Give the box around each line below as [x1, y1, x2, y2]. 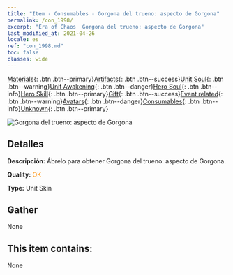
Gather [7, 204, 38, 216]
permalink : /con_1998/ [7, 17, 73, 24]
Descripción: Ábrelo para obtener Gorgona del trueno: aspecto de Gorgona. [7, 156, 227, 165]
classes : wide [7, 56, 49, 63]
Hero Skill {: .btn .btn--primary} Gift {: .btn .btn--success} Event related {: [20, 89, 223, 98]
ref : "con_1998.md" [7, 43, 64, 50]
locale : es [7, 36, 39, 43]
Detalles [7, 138, 44, 150]
